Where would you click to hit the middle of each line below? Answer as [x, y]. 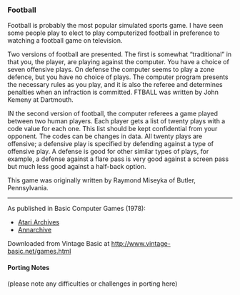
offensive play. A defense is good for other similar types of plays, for [108, 152]
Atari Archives [38, 222]
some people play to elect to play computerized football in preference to [114, 33]
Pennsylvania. [28, 188]
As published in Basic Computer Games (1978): [77, 209]
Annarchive [35, 230]
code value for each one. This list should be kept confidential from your [112, 129]
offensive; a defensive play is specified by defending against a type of [111, 144]
